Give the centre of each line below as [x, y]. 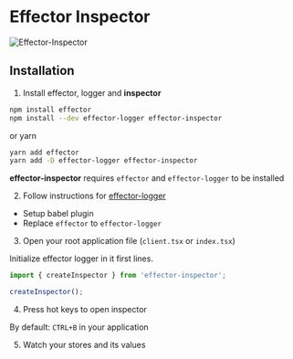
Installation [42, 71]
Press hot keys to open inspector [85, 309]
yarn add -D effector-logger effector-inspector [104, 161]
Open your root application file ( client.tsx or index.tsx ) [129, 241]
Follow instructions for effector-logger [94, 196]
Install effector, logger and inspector [92, 92]
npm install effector [51, 110]
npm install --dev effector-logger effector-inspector [116, 118]
